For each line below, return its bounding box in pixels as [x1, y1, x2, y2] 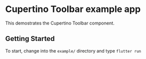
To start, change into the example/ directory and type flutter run [5, 47, 141, 53]
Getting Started [5, 34, 55, 43]
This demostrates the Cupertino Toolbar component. [5, 20, 115, 26]
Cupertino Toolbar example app [5, 3, 141, 15]
